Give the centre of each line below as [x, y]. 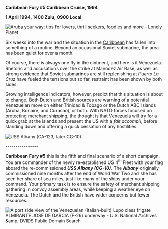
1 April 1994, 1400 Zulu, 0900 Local [44, 17]
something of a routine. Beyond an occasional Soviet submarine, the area [82, 47]
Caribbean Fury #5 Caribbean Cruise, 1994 [51, 7]
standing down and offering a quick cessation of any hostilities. [72, 127]
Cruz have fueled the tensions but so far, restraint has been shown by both [84, 79]
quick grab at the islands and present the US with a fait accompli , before [81, 121]
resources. [17, 200]
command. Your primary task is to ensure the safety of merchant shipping [83, 184]
